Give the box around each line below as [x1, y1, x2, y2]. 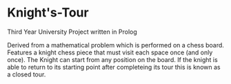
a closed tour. [7, 70, 46, 78]
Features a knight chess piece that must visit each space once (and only [7, 48, 213, 56]
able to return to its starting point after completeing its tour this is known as [7, 63, 221, 71]
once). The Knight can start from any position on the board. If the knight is [7, 55, 219, 63]
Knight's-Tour [7, 5, 89, 21]
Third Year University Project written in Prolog [7, 28, 138, 36]
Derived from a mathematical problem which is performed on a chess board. [7, 41, 224, 49]
